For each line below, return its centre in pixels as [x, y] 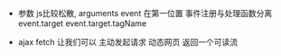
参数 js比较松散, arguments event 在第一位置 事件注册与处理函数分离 [145, 13]
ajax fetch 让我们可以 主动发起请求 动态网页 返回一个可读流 [127, 42]
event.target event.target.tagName [82, 23]
